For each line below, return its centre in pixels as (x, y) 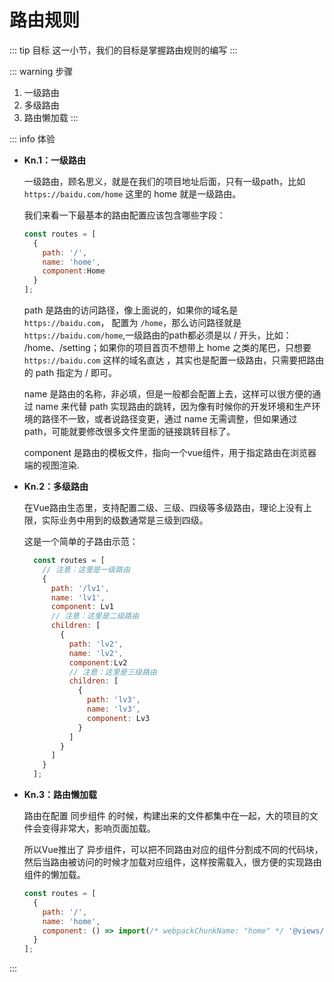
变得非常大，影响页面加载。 (98, 828)
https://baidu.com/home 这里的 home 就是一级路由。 (132, 193)
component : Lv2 (98, 662)
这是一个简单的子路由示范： (81, 542)
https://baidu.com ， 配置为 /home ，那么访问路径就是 (132, 323)
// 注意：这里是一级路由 (86, 569)
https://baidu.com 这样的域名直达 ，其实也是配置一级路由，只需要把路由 (174, 360)
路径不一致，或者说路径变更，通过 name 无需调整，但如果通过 (169, 419)
